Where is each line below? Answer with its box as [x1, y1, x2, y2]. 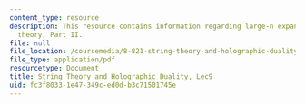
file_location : [9, 47, 67, 56]
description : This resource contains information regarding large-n [9, 22, 274, 31]
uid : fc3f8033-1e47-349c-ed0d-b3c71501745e [9, 80, 177, 90]
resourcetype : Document [9, 64, 100, 73]
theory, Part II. [17, 30, 84, 39]
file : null [9, 38, 51, 48]
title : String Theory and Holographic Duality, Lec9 [9, 72, 213, 81]
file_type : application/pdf [9, 55, 116, 64]
